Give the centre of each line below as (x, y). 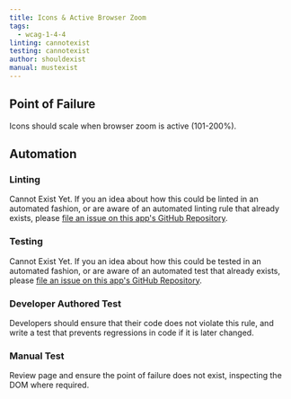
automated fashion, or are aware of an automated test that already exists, (145, 270)
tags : (19, 26)
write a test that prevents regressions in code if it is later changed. (132, 332)
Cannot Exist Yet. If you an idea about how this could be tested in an (136, 261)
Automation (43, 154)
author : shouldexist (48, 59)
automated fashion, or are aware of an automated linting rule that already (145, 208)
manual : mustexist (44, 68)
